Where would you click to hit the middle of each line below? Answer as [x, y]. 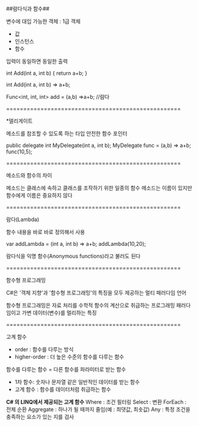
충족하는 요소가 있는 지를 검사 [40, 417]
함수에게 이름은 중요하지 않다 [39, 195]
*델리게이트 [20, 121]
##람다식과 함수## [28, 9]
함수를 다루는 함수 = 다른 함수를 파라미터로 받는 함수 [66, 369]
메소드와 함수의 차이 [29, 175]
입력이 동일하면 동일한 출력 [37, 61]
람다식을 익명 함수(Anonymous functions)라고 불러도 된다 [73, 256]
